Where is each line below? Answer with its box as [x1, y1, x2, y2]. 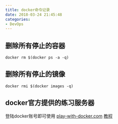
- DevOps [5, 21, 24, 27]
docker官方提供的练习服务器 [5, 99, 95, 107]
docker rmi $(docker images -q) [5, 84, 73, 89]
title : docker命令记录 [5, 7, 50, 13]
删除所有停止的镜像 [5, 70, 65, 79]
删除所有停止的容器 [5, 41, 65, 50]
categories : [5, 17, 30, 22]
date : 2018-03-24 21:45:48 [5, 12, 62, 17]
